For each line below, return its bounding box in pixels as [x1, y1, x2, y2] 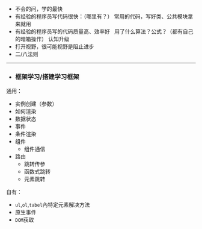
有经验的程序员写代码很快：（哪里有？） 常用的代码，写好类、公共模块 [14, 13, 188, 20]
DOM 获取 [14, 216, 34, 224]
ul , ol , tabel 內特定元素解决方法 [14, 201, 90, 209]
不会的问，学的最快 [14, 5, 63, 12]
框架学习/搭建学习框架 [14, 72, 79, 81]
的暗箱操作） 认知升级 [14, 36, 70, 42]
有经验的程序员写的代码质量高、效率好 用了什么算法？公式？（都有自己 [14, 28, 194, 35]
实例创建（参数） [14, 100, 58, 107]
